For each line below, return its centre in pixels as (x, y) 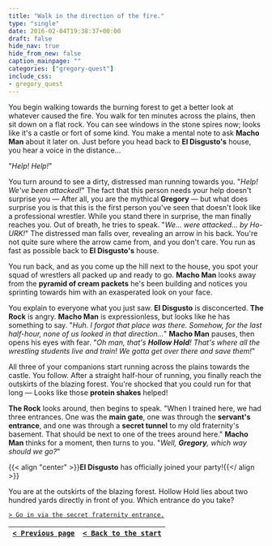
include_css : (30, 76)
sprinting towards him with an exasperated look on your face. (110, 292)
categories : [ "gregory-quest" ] (61, 69)
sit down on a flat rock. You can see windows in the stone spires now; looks (134, 124)
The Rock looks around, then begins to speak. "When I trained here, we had (135, 408)
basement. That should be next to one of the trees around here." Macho (128, 434)
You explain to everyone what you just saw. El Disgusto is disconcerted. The (136, 307)
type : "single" (34, 24)
